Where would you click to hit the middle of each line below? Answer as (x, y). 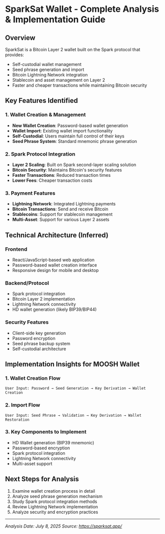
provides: (15, 55)
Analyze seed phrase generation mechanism (57, 496)
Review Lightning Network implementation (55, 506)
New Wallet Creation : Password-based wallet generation (70, 125)
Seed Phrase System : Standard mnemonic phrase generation (75, 141)
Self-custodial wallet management (47, 64)
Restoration (17, 420)
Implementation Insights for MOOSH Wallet (72, 364)
